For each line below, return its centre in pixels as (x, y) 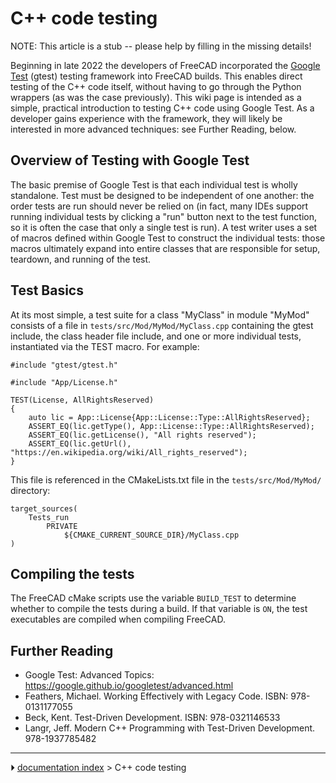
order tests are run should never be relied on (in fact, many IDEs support (159, 206)
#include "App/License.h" (64, 382)
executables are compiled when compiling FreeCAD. (118, 619)
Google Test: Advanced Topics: (89, 675)
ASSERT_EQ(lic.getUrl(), (80, 443)
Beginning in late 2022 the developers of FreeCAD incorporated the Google (165, 65)
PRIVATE (62, 526)
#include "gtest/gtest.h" (64, 365)
